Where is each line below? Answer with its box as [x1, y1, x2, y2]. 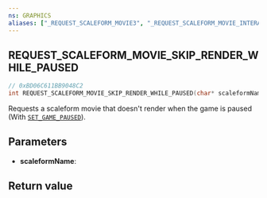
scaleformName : [19, 156, 77, 165]
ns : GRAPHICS [8, 11, 52, 20]
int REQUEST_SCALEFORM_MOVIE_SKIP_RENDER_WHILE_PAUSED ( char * [8, 89, 215, 98]
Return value [8, 180, 73, 193]
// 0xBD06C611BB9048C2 [8, 82, 83, 90]
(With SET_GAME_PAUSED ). [8, 112, 86, 122]
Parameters [8, 135, 68, 149]
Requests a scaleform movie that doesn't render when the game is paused [8, 104, 253, 114]
